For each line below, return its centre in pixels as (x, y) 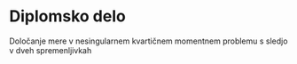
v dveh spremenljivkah (51, 50)
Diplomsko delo (67, 16)
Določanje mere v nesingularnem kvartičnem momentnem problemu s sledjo (148, 41)
